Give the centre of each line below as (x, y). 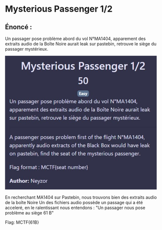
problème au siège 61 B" (30, 212)
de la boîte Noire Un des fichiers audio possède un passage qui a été (74, 202)
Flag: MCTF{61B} (22, 222)
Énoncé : (19, 27)
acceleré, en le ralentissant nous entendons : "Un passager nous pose (75, 208)
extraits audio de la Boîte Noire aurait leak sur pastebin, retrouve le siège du (81, 44)
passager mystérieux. (27, 49)
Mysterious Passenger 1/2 (59, 9)
